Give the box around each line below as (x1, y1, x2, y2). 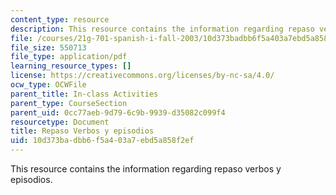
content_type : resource (10, 14, 110, 25)
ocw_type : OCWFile (10, 80, 87, 90)
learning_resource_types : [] (10, 61, 132, 71)
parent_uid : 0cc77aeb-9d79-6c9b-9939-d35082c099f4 (10, 107, 226, 118)
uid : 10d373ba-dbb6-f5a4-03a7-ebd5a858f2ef (10, 136, 195, 146)
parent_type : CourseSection (10, 98, 128, 108)
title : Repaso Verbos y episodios (10, 126, 155, 136)
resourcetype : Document (10, 117, 110, 127)
